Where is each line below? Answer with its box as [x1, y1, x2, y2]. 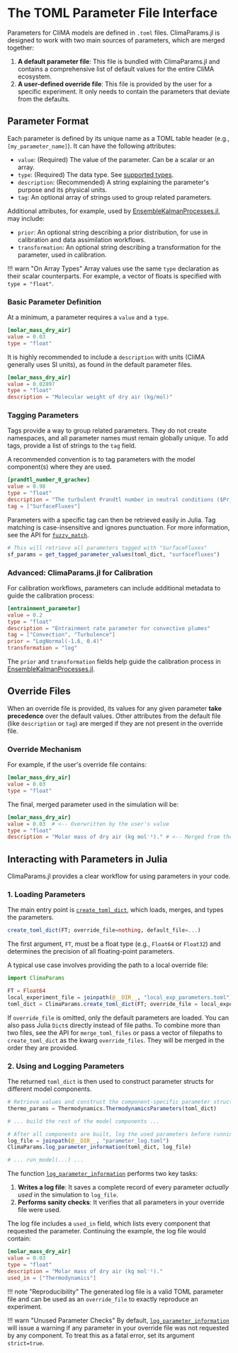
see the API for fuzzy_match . [7, 530, 90, 539]
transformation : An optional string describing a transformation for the [17, 243, 221, 251]
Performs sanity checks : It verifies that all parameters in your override [17, 1198, 225, 1206]
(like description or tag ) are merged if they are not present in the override [7, 719, 223, 727]
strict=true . [7, 1338, 45, 1347]
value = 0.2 [7, 611, 42, 619]
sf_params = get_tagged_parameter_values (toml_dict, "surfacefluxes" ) [7, 551, 220, 558]
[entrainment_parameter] [7, 605, 81, 612]
